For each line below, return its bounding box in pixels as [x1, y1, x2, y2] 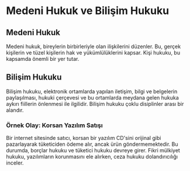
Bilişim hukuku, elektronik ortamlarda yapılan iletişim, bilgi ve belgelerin [6, 88, 178, 95]
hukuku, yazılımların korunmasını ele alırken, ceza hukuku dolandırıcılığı [6, 153, 178, 160]
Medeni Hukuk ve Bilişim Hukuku [6, 4, 170, 18]
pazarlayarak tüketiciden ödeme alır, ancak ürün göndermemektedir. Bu [6, 141, 178, 148]
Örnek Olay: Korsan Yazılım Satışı [6, 121, 103, 129]
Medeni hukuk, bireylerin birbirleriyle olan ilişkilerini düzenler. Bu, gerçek [6, 43, 181, 50]
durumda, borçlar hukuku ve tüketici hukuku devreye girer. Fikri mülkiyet [6, 147, 180, 154]
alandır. [6, 107, 24, 114]
